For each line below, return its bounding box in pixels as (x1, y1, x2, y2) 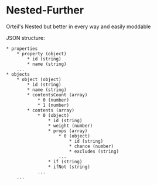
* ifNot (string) (47, 164, 91, 170)
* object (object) (16, 76, 62, 82)
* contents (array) (27, 107, 75, 113)
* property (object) (16, 51, 67, 56)
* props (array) (47, 127, 88, 134)
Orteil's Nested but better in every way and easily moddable (6, 23, 151, 30)
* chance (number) (69, 143, 114, 149)
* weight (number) (47, 123, 93, 129)
